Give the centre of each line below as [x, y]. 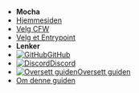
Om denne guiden [46, 80]
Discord [63, 63]
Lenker [28, 46]
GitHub [59, 55]
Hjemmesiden [39, 20]
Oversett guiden [104, 72]
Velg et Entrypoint [46, 37]
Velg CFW [33, 29]
